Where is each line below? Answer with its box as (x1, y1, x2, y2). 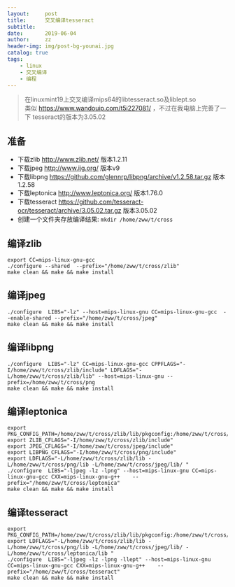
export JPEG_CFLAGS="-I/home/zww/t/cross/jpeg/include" (7, 443, 173, 450)
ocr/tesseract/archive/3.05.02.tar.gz (17, 206, 122, 215)
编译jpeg (7, 290, 45, 302)
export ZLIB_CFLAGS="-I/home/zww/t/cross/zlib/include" (7, 437, 173, 444)
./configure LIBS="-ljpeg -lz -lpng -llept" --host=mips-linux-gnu (7, 556, 211, 563)
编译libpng (7, 341, 55, 353)
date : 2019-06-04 (7, 29, 77, 37)
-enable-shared (7, 314, 52, 322)
